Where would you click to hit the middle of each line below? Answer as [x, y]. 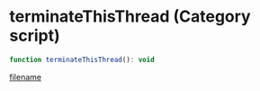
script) [35, 36]
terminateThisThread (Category [130, 17]
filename [26, 77]
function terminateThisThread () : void [82, 59]
